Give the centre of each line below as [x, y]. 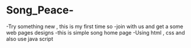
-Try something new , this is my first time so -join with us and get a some [95, 26]
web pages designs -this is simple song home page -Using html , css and [96, 32]
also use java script [30, 39]
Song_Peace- [40, 10]
